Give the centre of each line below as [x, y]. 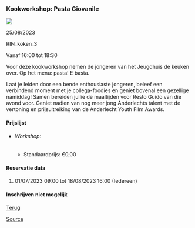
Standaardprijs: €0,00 [50, 155]
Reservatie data [26, 168]
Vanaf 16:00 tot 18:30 [32, 55]
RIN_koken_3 [22, 44]
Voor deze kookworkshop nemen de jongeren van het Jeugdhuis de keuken [98, 67]
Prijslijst [16, 123]
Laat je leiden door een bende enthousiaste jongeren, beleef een [84, 85]
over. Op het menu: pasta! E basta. [48, 73]
